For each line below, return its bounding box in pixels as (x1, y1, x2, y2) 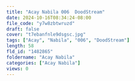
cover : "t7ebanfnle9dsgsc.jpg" (6, 32, 86, 38)
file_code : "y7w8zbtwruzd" (6, 20, 75, 26)
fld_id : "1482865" (6, 49, 53, 55)
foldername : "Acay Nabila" (6, 54, 75, 60)
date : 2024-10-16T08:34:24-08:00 (6, 15, 92, 21)
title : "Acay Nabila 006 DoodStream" (6, 9, 105, 15)
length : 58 (6, 43, 34, 49)
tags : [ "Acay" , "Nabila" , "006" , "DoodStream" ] (6, 37, 130, 43)
